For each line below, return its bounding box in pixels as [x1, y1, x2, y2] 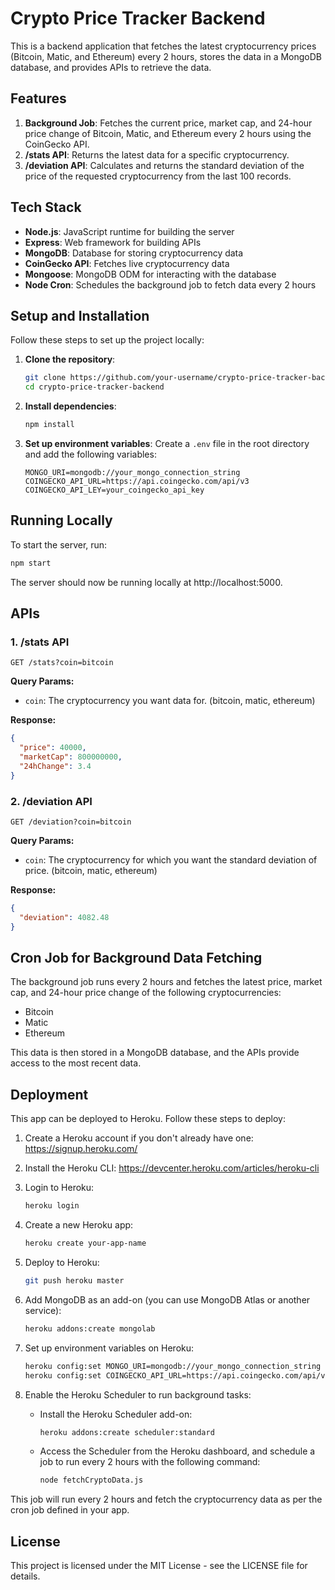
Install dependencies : [24, 400, 117, 412]
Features [10, 90, 67, 107]
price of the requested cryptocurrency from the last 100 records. [24, 170, 292, 182]
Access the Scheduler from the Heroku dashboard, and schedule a [39, 1445, 316, 1457]
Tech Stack [10, 199, 82, 216]
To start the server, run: [10, 538, 108, 551]
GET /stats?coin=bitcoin [10, 658, 114, 668]
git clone [24, 373, 67, 383]
